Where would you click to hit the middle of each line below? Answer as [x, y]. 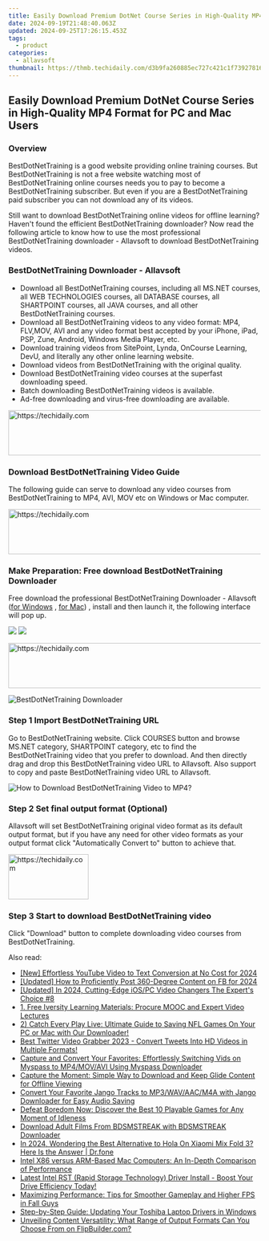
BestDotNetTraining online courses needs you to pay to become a [117, 183]
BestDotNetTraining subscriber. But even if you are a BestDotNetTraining [128, 191]
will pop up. [27, 616]
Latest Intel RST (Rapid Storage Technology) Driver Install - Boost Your [137, 1178]
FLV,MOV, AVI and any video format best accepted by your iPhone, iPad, [139, 331]
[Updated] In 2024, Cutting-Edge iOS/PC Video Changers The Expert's [137, 990]
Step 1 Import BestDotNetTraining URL [84, 721]
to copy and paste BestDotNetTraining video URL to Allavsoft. [110, 772]
